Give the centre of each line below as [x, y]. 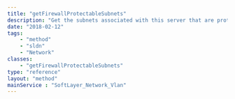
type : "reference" [34, 72]
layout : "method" [33, 78]
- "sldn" [33, 46]
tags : [15, 33]
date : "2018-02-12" [36, 26]
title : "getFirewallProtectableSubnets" [67, 14]
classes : [20, 59]
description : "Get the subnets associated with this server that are [111, 20]
